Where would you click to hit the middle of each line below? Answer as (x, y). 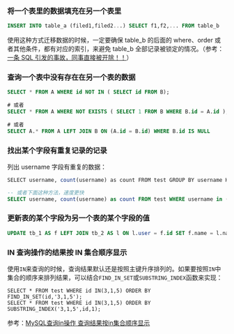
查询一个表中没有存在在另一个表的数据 (71, 77)
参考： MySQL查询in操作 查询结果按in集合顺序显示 (79, 323)
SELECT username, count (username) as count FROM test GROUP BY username (115, 180)
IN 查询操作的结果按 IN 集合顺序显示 (67, 252)
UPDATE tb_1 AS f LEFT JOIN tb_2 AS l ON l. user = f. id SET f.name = (110, 233)
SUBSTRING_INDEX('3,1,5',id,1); (54, 309)
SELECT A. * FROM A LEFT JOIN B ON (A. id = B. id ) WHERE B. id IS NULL (109, 131)
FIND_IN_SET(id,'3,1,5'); (45, 297)
